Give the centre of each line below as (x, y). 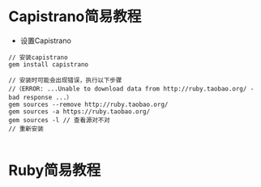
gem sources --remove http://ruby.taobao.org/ (88, 104)
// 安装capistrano (38, 57)
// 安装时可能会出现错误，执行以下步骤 (65, 80)
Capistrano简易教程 (75, 17)
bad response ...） (41, 97)
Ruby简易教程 (55, 170)
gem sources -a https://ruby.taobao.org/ (79, 111)
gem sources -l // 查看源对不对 (60, 120)
